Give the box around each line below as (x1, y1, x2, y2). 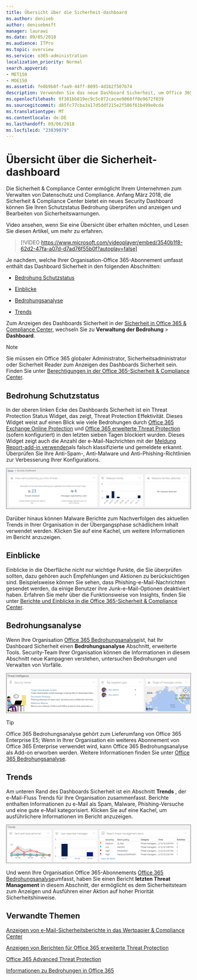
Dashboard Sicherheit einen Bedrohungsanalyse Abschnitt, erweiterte (6, 642, 177, 649)
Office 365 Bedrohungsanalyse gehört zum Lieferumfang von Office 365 (6, 730, 182, 737)
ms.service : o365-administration (6, 53, 88, 59)
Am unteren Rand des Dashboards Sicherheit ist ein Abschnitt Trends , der (6, 787, 186, 795)
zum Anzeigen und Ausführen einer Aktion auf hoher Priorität (6, 887, 154, 895)
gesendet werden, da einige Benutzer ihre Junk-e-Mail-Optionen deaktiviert (6, 585, 190, 592)
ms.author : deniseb (6, 15, 54, 22)
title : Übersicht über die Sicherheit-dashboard (6, 9, 127, 15)
